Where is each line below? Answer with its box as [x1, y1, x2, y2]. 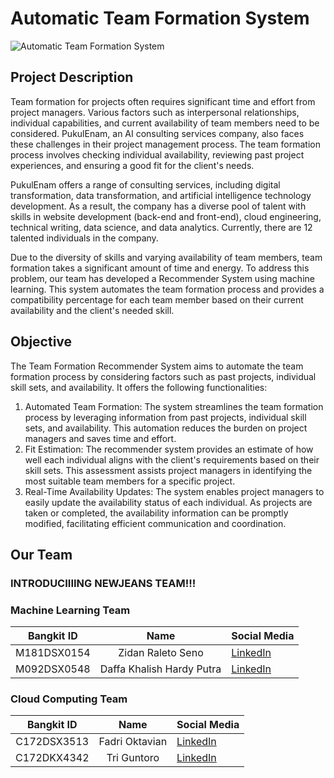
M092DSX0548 [15, 662, 91, 676]
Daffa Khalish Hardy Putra [99, 662, 222, 676]
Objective [10, 333, 73, 351]
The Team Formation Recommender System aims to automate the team [10, 360, 304, 372]
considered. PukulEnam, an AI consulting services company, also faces [10, 127, 305, 139]
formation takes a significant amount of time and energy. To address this [10, 262, 310, 274]
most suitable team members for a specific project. [24, 475, 236, 487]
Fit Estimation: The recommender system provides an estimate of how [24, 443, 314, 455]
